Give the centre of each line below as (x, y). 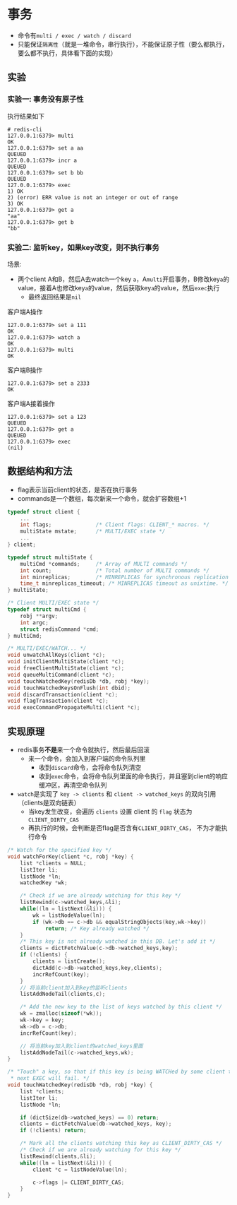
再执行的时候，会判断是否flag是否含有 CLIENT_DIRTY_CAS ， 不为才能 (125, 828)
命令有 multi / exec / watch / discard (74, 35)
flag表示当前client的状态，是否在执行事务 (77, 489)
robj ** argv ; (39, 616)
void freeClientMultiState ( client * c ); (66, 668)
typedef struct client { (44, 512)
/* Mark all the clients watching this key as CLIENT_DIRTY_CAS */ (121, 1144)
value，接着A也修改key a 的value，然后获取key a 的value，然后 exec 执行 (119, 287)
